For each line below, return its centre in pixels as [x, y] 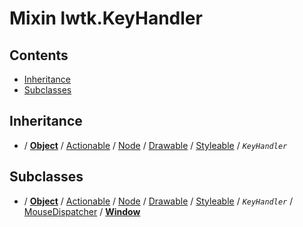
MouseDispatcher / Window [82, 211]
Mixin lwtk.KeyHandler [106, 18]
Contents [39, 55]
